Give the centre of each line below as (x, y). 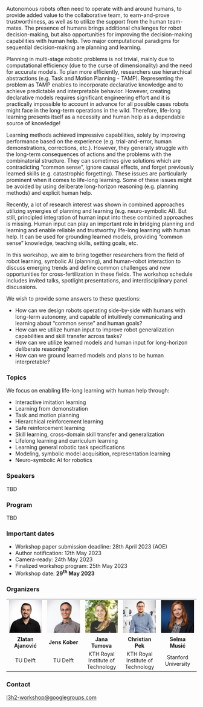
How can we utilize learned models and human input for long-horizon (101, 342)
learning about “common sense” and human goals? (79, 323)
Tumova (101, 645)
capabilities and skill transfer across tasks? (69, 336)
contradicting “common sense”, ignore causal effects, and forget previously (100, 167)
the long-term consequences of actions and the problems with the (89, 154)
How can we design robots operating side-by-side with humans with (100, 310)
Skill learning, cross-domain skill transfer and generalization (90, 434)
